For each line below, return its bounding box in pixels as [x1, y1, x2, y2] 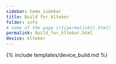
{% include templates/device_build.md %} [6, 52, 108, 58]
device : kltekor [6, 35, 46, 41]
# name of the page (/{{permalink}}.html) [6, 24, 111, 31]
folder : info [6, 19, 38, 25]
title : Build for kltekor [6, 14, 69, 20]
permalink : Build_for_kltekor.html [6, 30, 93, 36]
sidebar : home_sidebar [6, 8, 62, 15]
